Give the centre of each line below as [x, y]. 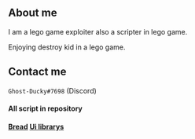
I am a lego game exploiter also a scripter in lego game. [98, 31]
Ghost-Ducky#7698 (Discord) [52, 90]
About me [33, 13]
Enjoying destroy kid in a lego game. [67, 47]
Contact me [37, 72]
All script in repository [45, 108]
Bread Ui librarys [36, 126]
